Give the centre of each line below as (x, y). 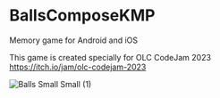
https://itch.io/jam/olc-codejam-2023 (78, 67)
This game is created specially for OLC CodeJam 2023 (110, 57)
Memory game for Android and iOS (74, 40)
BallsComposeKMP (82, 16)
